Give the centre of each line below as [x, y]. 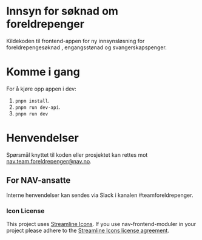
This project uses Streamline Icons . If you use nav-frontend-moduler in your [101, 224]
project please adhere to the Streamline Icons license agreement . [88, 230]
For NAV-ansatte [39, 180]
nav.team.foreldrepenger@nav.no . [49, 161]
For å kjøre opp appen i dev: [42, 89]
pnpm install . [32, 100]
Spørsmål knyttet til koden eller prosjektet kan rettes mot [77, 155]
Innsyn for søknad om [62, 11]
